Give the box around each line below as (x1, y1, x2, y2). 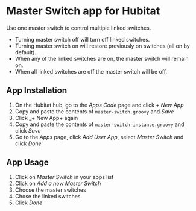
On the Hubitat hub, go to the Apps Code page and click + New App (14, 101, 184, 109)
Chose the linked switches (14, 192, 81, 200)
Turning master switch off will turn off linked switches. (14, 36, 150, 43)
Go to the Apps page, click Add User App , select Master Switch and (14, 133, 184, 140)
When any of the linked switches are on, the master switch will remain (14, 55, 189, 62)
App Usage (6, 157, 49, 168)
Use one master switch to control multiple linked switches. (6, 24, 151, 31)
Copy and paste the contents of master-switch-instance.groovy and (14, 121, 185, 128)
